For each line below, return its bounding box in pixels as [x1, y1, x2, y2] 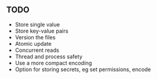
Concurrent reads [14, 46, 59, 54]
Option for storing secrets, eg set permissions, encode [14, 66, 151, 73]
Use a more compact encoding [14, 59, 92, 66]
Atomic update [14, 40, 52, 47]
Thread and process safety [14, 52, 83, 60]
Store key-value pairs [14, 27, 68, 34]
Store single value [14, 21, 60, 28]
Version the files [14, 33, 56, 41]
